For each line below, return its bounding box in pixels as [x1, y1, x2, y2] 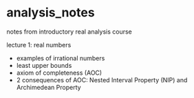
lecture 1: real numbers [6, 40, 72, 49]
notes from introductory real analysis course [6, 27, 132, 36]
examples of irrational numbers [16, 53, 105, 62]
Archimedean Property [16, 83, 81, 91]
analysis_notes [6, 5, 95, 21]
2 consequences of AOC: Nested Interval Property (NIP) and [16, 75, 188, 84]
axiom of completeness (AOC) [16, 69, 103, 77]
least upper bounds [16, 61, 72, 69]
